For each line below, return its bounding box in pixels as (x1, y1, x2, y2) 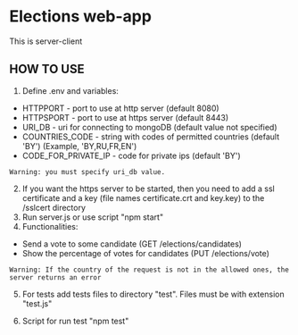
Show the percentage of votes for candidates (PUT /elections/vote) (21, 247, 270, 258)
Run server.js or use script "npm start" (21, 212, 163, 222)
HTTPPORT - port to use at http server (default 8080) (21, 103, 220, 113)
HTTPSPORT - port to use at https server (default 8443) (21, 112, 229, 122)
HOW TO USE (9, 62, 85, 77)
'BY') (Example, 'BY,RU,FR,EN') (21, 140, 137, 151)
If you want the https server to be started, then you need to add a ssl (21, 183, 275, 194)
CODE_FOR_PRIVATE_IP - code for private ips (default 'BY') (21, 150, 241, 161)
